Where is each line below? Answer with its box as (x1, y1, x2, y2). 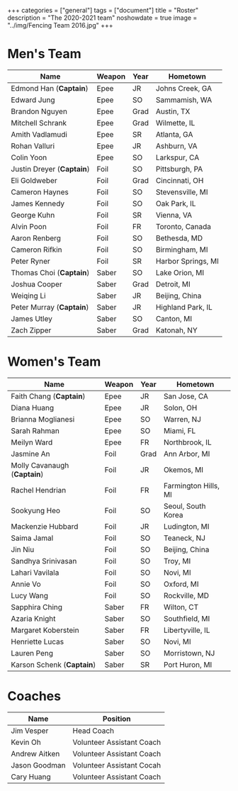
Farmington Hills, (163, 481, 220, 490)
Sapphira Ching (11, 602, 62, 612)
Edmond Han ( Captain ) (11, 83, 89, 93)
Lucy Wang (11, 590, 48, 600)
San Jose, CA (163, 391, 209, 401)
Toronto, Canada (155, 221, 211, 231)
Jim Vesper (11, 726, 49, 736)
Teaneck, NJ (163, 533, 205, 543)
